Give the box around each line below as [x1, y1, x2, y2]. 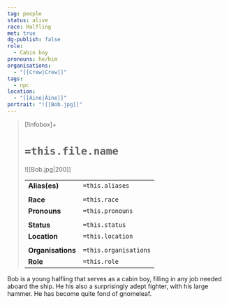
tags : [7, 75, 23, 82]
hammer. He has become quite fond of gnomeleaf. [7, 289, 152, 297]
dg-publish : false [7, 36, 61, 43]
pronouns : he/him [7, 56, 58, 63]
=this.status [82, 221, 126, 229]
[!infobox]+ [24, 120, 57, 128]
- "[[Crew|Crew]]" [13, 68, 68, 75]
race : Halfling [7, 23, 52, 30]
